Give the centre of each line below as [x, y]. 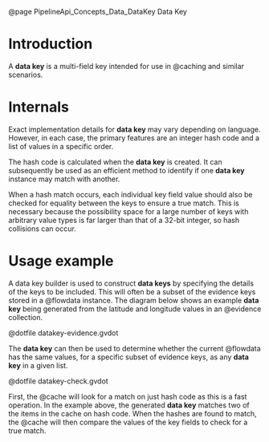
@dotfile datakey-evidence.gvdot [63, 333]
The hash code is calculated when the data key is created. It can [115, 162]
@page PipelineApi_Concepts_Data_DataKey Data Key [98, 12]
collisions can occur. [42, 229]
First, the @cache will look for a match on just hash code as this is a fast [128, 396]
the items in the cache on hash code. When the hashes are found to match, [132, 413]
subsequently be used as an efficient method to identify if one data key [126, 170]
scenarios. [26, 75]
